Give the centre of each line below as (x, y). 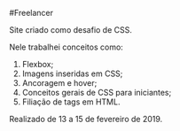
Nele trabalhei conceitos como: (67, 47)
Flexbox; (38, 64)
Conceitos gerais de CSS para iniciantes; (97, 92)
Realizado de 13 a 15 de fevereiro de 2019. (86, 119)
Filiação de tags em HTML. (71, 102)
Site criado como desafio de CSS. (71, 30)
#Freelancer (31, 13)
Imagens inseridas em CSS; (72, 73)
